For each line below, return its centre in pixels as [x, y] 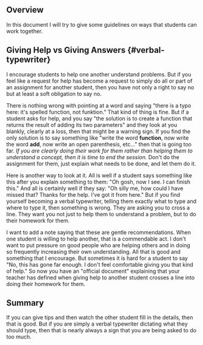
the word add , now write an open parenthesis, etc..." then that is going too [99, 144]
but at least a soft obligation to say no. [54, 94]
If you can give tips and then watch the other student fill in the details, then [100, 318]
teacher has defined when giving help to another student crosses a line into [101, 277]
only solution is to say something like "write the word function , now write [98, 138]
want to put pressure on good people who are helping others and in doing [98, 245]
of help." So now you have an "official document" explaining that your [93, 271]
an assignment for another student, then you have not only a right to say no [100, 87]
